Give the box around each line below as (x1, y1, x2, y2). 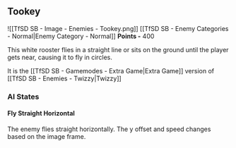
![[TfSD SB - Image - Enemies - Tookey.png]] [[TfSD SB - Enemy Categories (7, 24, 229, 32)
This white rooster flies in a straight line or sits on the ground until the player (7, 45, 229, 54)
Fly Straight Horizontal (7, 109, 76, 118)
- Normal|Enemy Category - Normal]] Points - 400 (7, 32, 155, 40)
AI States (7, 92, 40, 101)
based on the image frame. (7, 132, 86, 140)
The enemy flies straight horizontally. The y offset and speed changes (7, 125, 211, 133)
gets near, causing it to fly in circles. (7, 53, 113, 61)
